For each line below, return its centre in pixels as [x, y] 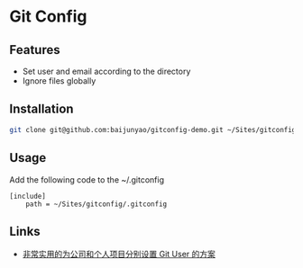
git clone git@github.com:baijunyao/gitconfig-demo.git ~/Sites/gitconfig [153, 130]
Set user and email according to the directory [106, 71]
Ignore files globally [59, 81]
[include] [28, 196]
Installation [41, 109]
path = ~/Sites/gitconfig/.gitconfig [96, 204]
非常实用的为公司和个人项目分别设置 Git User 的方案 [119, 255]
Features [35, 50]
